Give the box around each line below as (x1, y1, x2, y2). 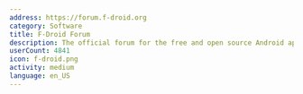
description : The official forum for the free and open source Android (9, 38, 284, 47)
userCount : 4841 (9, 47, 70, 56)
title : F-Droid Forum (9, 30, 91, 38)
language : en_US (9, 72, 70, 81)
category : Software (9, 21, 83, 30)
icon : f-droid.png (9, 55, 78, 64)
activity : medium (9, 64, 75, 73)
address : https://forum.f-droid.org (9, 13, 147, 22)
